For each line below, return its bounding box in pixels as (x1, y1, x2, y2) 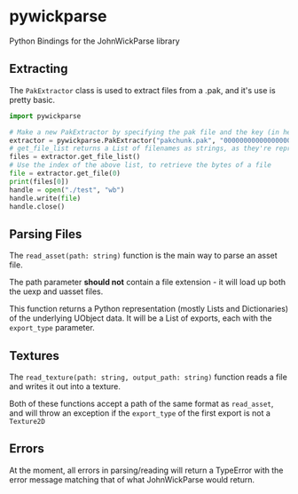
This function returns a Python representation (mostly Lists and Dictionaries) (9, 304, 289, 315)
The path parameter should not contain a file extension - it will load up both (9, 277, 286, 288)
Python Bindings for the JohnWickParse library (9, 36, 180, 46)
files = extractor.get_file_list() (9, 153, 141, 162)
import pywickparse (9, 111, 82, 121)
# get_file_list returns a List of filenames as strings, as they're (9, 144, 272, 153)
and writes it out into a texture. (9, 381, 122, 392)
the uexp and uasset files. (9, 286, 104, 297)
